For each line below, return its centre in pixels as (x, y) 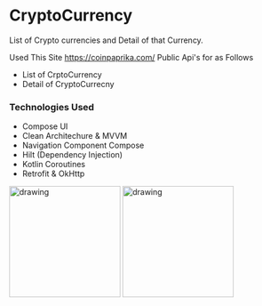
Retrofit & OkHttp (53, 173)
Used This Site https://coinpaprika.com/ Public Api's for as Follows (131, 57)
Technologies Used (52, 107)
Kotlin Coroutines (54, 165)
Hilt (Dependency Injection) (72, 155)
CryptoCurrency (71, 16)
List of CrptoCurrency (62, 74)
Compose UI (45, 126)
